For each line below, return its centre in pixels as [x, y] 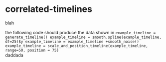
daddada [14, 55]
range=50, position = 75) [32, 50]
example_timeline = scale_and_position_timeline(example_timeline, [77, 46]
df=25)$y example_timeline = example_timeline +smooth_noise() [72, 41]
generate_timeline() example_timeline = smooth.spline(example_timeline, [83, 37]
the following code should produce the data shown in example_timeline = [81, 32]
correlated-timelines [49, 9]
